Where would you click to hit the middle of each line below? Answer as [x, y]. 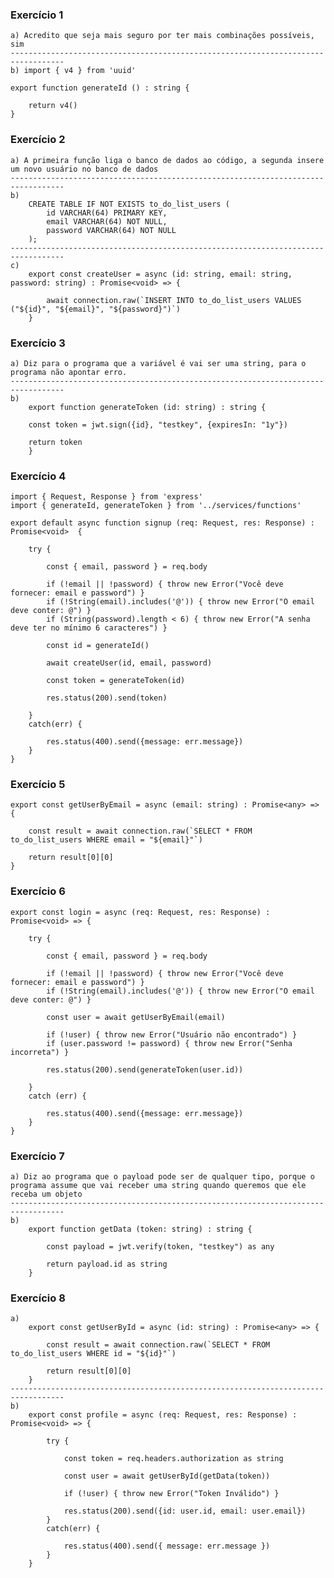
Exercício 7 [37, 1156]
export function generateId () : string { [100, 88]
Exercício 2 [38, 140]
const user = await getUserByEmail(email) [136, 1017]
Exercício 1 [37, 15]
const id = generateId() [98, 646]
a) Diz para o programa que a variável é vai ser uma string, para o [158, 363]
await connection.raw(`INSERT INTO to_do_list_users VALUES [174, 300]
